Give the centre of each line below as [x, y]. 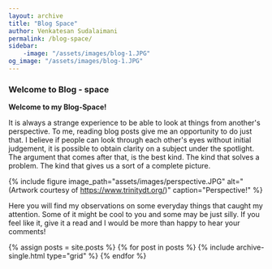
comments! [27, 232]
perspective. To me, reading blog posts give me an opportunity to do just [130, 131]
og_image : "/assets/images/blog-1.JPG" [76, 62]
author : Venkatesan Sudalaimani [63, 31]
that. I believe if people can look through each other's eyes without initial [130, 140]
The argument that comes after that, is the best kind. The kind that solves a [134, 157]
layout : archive [36, 16]
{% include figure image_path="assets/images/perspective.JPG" [117, 181]
